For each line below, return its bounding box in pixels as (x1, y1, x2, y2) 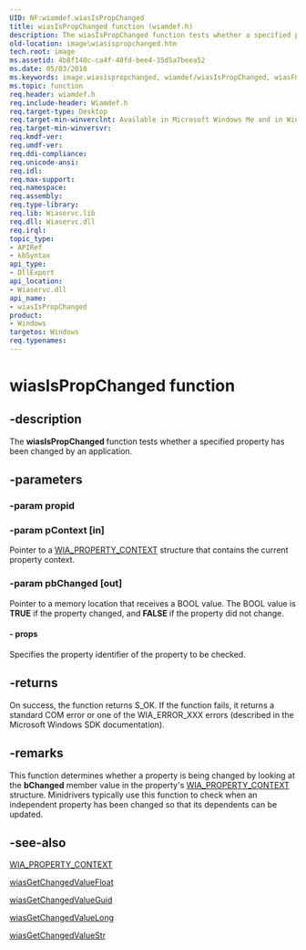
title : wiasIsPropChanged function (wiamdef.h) (9, 22, 194, 31)
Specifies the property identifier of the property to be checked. (9, 649, 246, 660)
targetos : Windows (9, 328, 79, 337)
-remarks (9, 745, 64, 761)
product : (9, 311, 43, 320)
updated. (9, 808, 44, 819)
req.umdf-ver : (9, 141, 64, 150)
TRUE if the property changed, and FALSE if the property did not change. (9, 607, 285, 618)
